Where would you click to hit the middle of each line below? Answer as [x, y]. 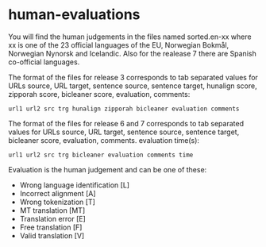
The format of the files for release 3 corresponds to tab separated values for [133, 77]
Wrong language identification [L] [74, 185]
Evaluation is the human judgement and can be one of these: [108, 169]
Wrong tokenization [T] [57, 202]
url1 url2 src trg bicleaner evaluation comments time [101, 155]
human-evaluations [74, 15]
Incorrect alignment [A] [58, 193]
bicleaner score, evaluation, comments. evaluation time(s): [104, 140]
